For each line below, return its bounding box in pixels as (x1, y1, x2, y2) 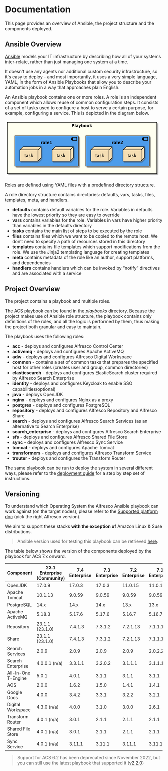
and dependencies (12, 259, 51, 266)
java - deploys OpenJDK (12, 391, 63, 397)
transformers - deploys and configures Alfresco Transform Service (12, 450, 152, 456)
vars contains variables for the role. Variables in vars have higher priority (12, 217, 163, 223)
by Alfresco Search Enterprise (12, 375, 75, 381)
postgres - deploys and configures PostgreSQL (12, 402, 111, 408)
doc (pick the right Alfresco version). (5, 514, 81, 520)
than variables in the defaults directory (12, 222, 92, 228)
